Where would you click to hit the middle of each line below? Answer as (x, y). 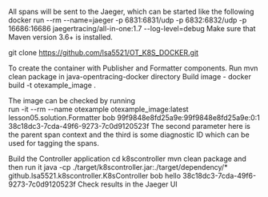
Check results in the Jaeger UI (127, 184)
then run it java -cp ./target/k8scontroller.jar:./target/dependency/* (118, 167)
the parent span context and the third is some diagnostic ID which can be (129, 135)
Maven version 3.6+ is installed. (61, 37)
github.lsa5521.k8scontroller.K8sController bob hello (95, 176)
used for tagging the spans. (54, 143)
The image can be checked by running (72, 101)
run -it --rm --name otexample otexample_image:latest (99, 109)
